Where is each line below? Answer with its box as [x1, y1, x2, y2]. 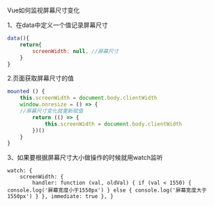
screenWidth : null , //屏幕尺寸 [32, 47, 119, 54]
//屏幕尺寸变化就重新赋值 [20, 107, 84, 114]
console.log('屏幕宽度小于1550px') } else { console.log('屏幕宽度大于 [7, 187, 207, 194]
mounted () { [7, 88, 45, 95]
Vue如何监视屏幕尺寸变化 [7, 6, 80, 14]
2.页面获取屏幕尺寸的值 [7, 74, 75, 82]
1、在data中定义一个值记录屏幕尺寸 [7, 21, 108, 29]
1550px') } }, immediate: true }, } [7, 193, 114, 200]
